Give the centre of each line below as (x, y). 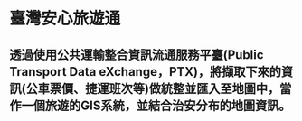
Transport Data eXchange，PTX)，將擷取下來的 (146, 72)
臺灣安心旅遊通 (65, 19)
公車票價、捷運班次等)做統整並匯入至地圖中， (153, 88)
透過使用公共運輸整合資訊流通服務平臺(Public (137, 55)
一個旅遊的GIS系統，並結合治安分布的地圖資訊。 (156, 105)
